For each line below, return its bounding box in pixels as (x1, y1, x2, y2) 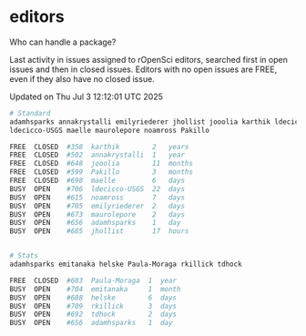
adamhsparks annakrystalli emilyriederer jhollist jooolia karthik (9, 117, 271, 127)
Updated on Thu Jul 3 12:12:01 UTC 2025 (9, 91, 164, 102)
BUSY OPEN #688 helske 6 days (9, 293, 178, 302)
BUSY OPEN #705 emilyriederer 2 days (9, 201, 185, 210)
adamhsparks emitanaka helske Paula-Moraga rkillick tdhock (9, 260, 243, 270)
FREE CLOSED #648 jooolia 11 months (9, 159, 194, 168)
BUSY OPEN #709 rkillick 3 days (9, 301, 178, 311)
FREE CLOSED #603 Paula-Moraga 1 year (9, 276, 178, 285)
